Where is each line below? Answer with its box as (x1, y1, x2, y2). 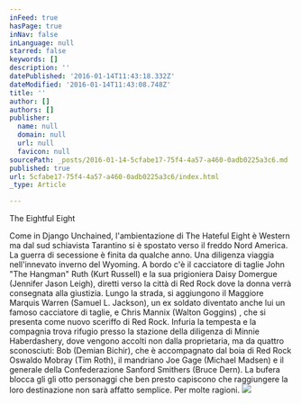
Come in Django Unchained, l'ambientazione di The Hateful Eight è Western (9, 230, 291, 241)
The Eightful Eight (9, 213, 76, 224)
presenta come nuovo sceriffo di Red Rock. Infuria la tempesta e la (9, 317, 257, 328)
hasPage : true (9, 22, 63, 31)
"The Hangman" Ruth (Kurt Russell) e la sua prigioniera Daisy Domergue (9, 269, 278, 280)
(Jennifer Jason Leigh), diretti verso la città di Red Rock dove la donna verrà (9, 278, 292, 289)
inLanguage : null (9, 38, 75, 48)
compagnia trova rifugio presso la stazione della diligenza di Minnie (9, 326, 260, 337)
